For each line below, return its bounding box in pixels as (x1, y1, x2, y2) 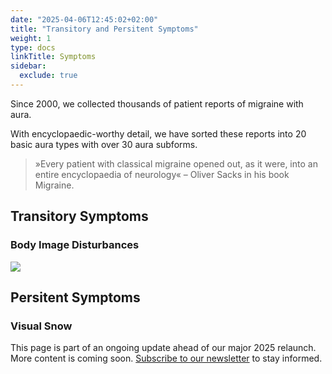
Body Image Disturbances (10, 238, 140, 252)
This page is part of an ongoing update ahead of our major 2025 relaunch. (10, 342, 317, 354)
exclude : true (19, 71, 78, 81)
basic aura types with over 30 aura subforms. (10, 138, 198, 150)
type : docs (10, 42, 56, 53)
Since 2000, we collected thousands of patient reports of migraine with (10, 97, 304, 110)
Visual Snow (10, 319, 73, 333)
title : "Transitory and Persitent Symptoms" (10, 24, 199, 34)
